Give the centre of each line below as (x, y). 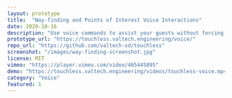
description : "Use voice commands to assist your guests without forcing (116, 33)
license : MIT (26, 59)
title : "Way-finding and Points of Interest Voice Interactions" (105, 20)
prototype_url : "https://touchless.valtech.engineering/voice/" (101, 39)
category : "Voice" (33, 78)
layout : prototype (33, 13)
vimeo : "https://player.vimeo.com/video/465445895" (83, 65)
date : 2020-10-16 (32, 26)
